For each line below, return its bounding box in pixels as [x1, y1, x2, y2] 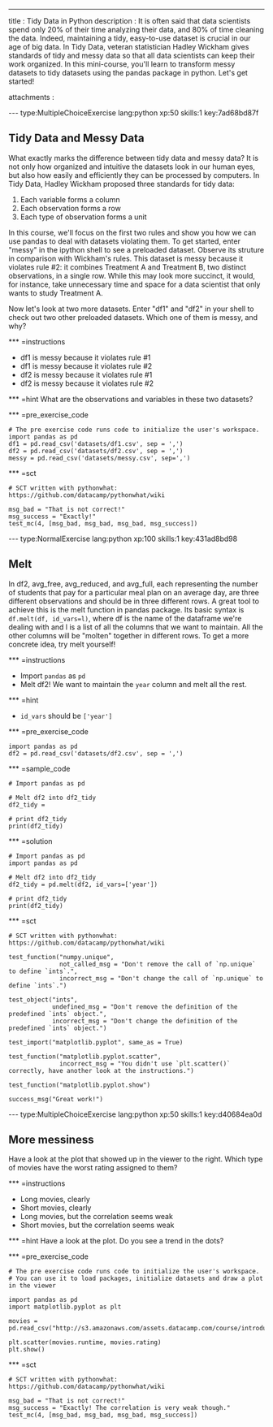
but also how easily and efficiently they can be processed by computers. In [8, 170, 260, 179]
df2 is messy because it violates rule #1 [19, 370, 153, 379]
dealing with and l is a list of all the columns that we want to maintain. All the [8, 622, 263, 632]
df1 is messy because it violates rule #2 [19, 361, 153, 370]
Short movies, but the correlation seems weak [19, 1220, 175, 1230]
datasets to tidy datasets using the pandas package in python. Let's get [8, 68, 248, 77]
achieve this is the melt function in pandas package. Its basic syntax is [8, 604, 245, 614]
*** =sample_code [8, 763, 71, 773]
